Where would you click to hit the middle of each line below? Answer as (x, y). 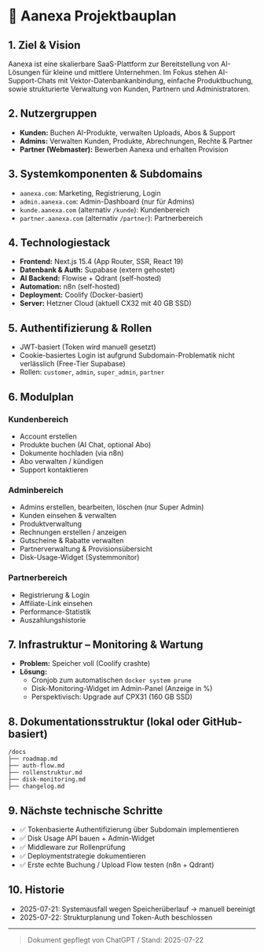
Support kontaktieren (54, 469)
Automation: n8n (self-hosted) (70, 287)
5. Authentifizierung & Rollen (80, 328)
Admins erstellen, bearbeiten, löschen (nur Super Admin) (112, 507)
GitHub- (222, 721)
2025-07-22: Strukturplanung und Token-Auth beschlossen (116, 917)
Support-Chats (32, 81)
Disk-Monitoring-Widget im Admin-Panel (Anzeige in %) (122, 689)
